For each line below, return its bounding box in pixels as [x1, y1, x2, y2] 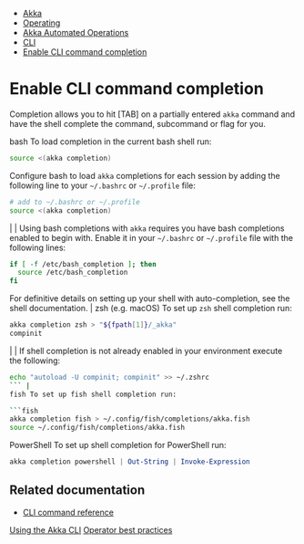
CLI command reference [22, 507, 114, 518]
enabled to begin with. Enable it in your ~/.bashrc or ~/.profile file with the [9, 232, 294, 243]
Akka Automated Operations [22, 27, 129, 37]
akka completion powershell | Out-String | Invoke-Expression [9, 457, 250, 466]
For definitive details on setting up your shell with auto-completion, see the [9, 293, 290, 304]
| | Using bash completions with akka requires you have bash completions [9, 223, 285, 234]
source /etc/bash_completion [17, 268, 128, 277]
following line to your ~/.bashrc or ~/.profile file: [9, 180, 196, 191]
